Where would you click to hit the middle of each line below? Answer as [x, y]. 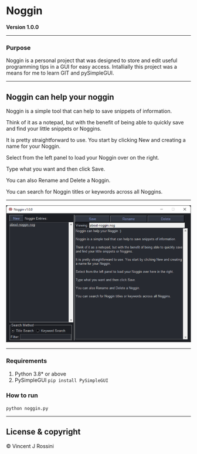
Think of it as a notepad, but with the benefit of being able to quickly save [95, 123]
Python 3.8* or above [40, 374]
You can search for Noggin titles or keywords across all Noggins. [84, 192]
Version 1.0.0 [23, 27]
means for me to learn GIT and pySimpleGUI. [60, 73]
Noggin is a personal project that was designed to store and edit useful [92, 60]
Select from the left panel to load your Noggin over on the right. [83, 158]
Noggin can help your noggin [60, 97]
